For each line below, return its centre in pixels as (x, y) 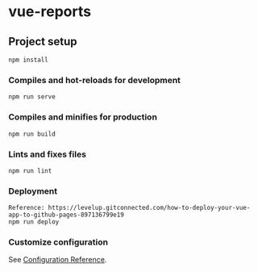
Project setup (43, 42)
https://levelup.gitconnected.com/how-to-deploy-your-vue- (149, 208)
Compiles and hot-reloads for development (95, 80)
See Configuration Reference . (58, 260)
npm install (28, 60)
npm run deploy (34, 222)
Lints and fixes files (48, 154)
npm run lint (30, 171)
